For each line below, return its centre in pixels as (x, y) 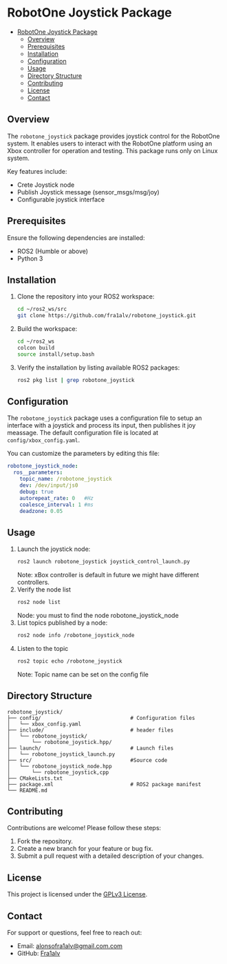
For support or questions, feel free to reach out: (75, 933)
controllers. (33, 582)
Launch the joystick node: (54, 549)
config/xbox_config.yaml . (44, 440)
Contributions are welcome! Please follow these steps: (84, 828)
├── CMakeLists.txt (35, 778)
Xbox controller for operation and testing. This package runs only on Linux (112, 150)
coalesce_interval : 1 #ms (57, 505)
